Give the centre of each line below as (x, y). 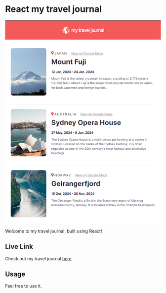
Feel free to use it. (23, 286)
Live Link (19, 247)
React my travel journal (54, 9)
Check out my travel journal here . (39, 258)
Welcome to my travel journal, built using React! (54, 231)
